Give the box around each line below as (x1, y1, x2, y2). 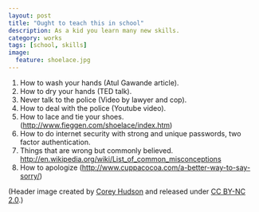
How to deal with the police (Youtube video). (19, 103, 167, 112)
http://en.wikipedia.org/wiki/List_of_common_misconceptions (19, 154, 222, 163)
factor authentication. (19, 137, 91, 147)
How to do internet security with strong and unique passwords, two (19, 128, 241, 138)
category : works (8, 33, 62, 42)
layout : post (8, 11, 52, 20)
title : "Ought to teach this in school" (8, 19, 145, 27)
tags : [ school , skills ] (8, 41, 88, 49)
